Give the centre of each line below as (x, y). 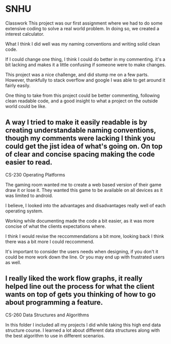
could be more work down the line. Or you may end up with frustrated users (85, 257)
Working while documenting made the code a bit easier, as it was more (80, 221)
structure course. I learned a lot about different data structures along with (82, 330)
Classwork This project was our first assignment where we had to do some (84, 23)
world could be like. (26, 106)
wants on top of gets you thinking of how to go (81, 295)
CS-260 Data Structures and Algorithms (47, 315)
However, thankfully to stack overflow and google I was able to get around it (86, 80)
